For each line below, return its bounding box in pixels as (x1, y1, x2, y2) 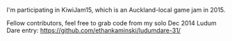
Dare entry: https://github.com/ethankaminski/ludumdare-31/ (6, 27, 181, 34)
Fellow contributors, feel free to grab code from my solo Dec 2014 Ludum (6, 19, 217, 27)
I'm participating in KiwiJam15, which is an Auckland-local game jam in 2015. (6, 6, 226, 14)
